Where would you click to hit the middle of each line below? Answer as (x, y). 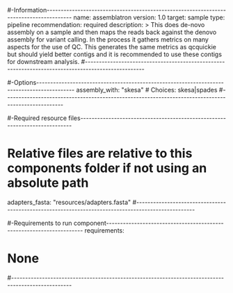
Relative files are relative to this (100, 154)
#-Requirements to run (40, 223)
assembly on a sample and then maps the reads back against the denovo (112, 32)
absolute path (48, 183)
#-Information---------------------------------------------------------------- (116, 10)
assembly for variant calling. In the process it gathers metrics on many (108, 40)
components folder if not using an (107, 168)
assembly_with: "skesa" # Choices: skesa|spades (147, 90)
